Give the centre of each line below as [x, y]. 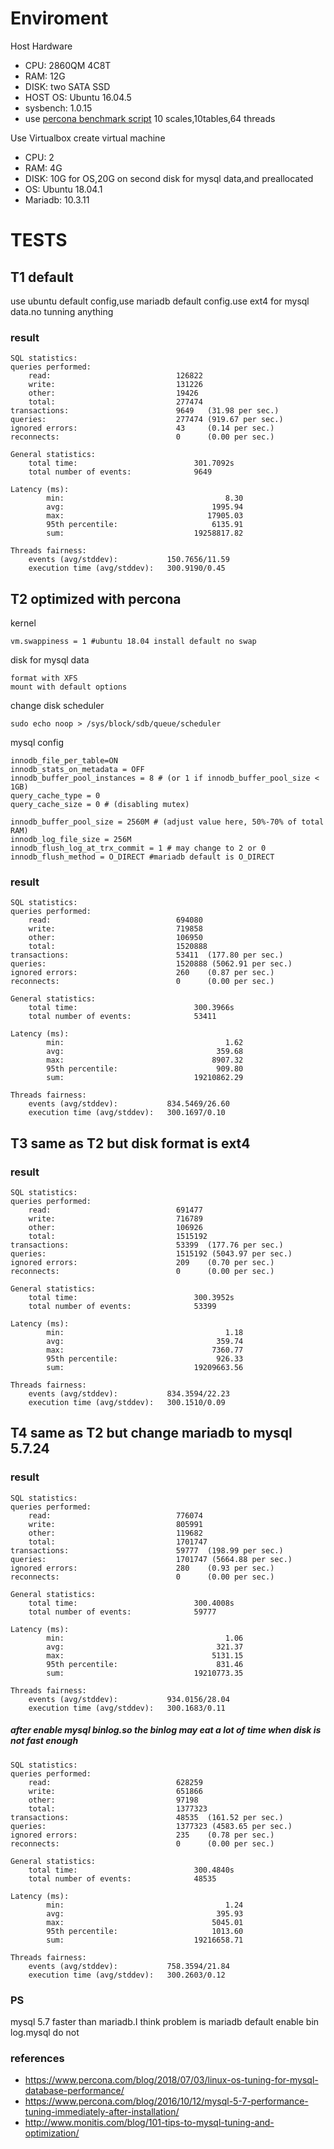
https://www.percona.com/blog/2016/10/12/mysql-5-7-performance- [166, 2101]
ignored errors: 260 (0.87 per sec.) [142, 973]
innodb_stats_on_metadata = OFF [77, 770]
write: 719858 [115, 929]
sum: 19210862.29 [145, 1078]
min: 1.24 [145, 1905]
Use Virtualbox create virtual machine [88, 138]
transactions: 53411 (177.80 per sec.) [147, 955]
